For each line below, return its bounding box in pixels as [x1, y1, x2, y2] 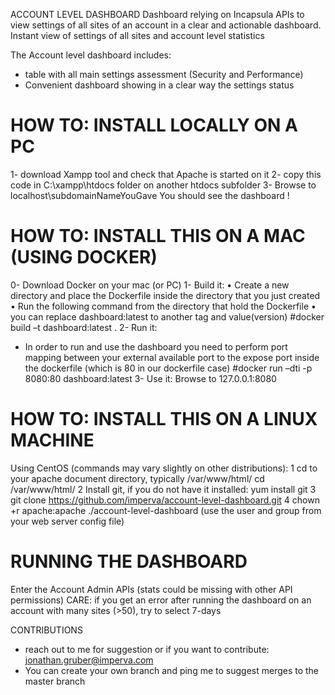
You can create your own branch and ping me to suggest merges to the [24, 664, 320, 676]
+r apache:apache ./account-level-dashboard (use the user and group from [10, 504, 322, 516]
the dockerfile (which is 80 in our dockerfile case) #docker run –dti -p [24, 362, 313, 374]
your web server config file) [10, 515, 125, 527]
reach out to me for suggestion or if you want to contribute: [24, 643, 270, 655]
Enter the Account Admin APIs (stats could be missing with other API [10, 583, 293, 595]
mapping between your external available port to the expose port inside [24, 351, 320, 363]
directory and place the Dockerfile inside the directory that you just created [10, 289, 321, 301]
